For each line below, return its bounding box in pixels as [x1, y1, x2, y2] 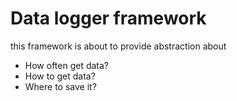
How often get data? [24, 59, 110, 71]
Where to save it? [24, 80, 97, 92]
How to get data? [24, 70, 96, 82]
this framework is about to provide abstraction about [10, 40, 227, 52]
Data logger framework [10, 7, 207, 30]
